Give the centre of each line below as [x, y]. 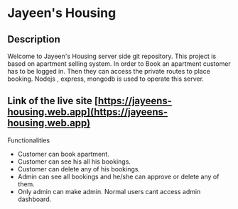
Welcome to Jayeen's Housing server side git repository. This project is [112, 56]
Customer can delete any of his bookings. [79, 169]
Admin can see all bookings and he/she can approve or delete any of [118, 176]
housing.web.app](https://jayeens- [88, 112]
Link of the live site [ [53, 101]
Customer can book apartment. [64, 154]
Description [34, 39]
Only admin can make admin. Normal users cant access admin [109, 191]
